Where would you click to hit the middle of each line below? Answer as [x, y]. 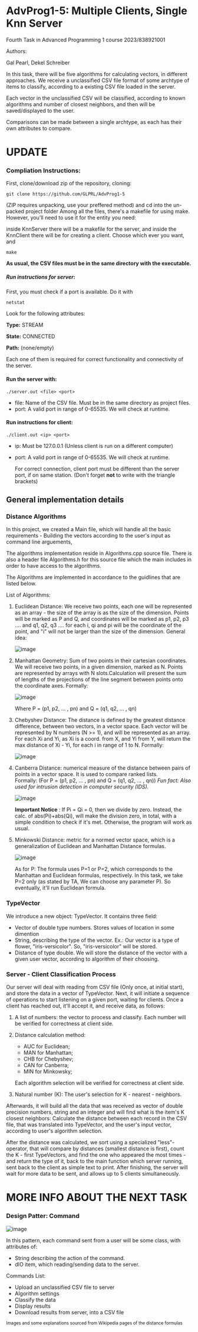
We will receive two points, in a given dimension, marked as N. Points [99, 667]
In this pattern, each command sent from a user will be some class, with [93, 1240]
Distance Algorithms [36, 516]
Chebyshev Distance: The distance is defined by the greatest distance [100, 720]
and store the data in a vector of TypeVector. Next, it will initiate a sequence [98, 993]
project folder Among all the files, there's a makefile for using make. [108, 211]
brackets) [26, 481]
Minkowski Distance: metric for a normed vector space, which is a [95, 840]
